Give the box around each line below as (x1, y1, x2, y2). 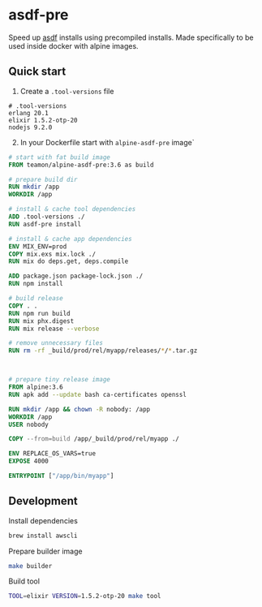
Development (8, 494, 79, 508)
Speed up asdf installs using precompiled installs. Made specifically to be (8, 32, 254, 42)
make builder (8, 562, 53, 570)
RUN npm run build (8, 309, 71, 317)
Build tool (8, 576, 41, 586)
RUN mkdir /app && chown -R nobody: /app (8, 405, 151, 413)
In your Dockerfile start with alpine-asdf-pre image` (19, 137, 195, 147)
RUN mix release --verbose (8, 325, 100, 333)
